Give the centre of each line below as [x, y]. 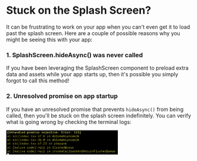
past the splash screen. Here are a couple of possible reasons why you [93, 33]
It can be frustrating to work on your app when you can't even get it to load [98, 27]
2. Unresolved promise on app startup [62, 96]
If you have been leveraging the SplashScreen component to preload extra [97, 68]
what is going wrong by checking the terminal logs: [69, 122]
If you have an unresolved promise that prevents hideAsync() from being [95, 109]
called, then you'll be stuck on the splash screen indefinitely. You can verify [99, 115]
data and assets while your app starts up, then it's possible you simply [92, 75]
